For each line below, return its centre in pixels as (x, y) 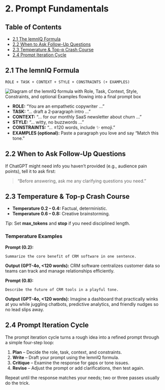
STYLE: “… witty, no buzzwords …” (48, 122)
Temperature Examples (34, 236)
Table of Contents (34, 27)
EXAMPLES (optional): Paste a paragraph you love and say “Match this (85, 133)
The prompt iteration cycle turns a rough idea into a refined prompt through (82, 337)
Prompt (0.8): (19, 280)
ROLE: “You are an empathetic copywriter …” (58, 106)
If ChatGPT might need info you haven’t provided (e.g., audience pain (76, 166)
